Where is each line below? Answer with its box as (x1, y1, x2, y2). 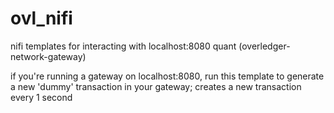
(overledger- (238, 40, 291, 52)
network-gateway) (10, 50, 87, 62)
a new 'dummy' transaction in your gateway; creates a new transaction (10, 80, 302, 92)
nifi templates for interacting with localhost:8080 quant (10, 40, 237, 52)
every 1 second (10, 91, 73, 103)
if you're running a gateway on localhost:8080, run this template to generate (10, 70, 325, 82)
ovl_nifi (10, 7, 73, 30)
